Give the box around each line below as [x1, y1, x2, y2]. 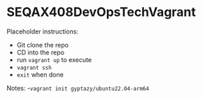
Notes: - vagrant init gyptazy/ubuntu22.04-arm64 [6, 84, 150, 92]
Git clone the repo [16, 40, 69, 49]
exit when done [16, 70, 64, 79]
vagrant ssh [16, 64, 52, 71]
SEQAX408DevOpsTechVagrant [6, 4, 197, 20]
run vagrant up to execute [16, 55, 92, 63]
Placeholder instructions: [6, 27, 78, 36]
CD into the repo [16, 48, 64, 56]
